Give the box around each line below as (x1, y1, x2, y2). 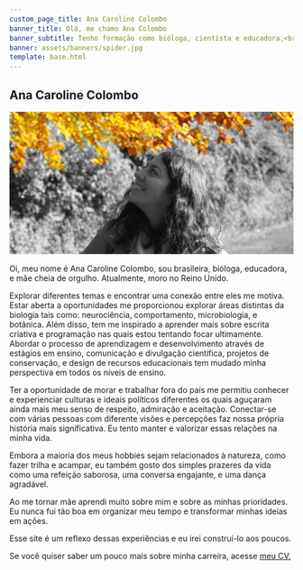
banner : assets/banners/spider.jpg (9, 43, 143, 52)
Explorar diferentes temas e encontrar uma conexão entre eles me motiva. (9, 290, 285, 301)
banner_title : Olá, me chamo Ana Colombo (9, 23, 168, 33)
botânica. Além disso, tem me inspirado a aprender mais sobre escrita (9, 319, 270, 330)
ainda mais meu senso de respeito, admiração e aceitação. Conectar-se (9, 403, 277, 415)
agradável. (9, 479, 49, 490)
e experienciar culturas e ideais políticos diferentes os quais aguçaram (9, 394, 272, 405)
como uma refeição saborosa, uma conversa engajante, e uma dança (9, 469, 267, 480)
